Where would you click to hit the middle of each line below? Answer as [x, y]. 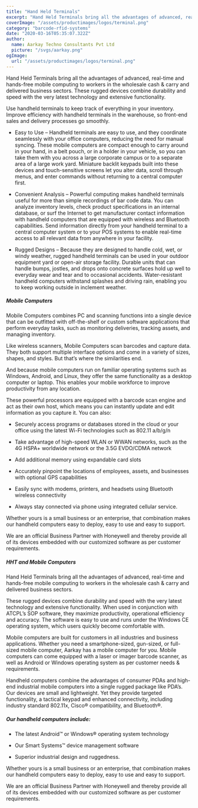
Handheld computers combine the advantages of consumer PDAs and [91, 680]
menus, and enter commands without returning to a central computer [98, 176]
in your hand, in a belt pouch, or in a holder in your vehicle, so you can [100, 151]
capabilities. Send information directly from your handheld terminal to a [101, 225]
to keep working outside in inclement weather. [71, 287]
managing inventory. [31, 334]
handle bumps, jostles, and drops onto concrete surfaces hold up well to [103, 268]
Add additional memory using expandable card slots [78, 460]
